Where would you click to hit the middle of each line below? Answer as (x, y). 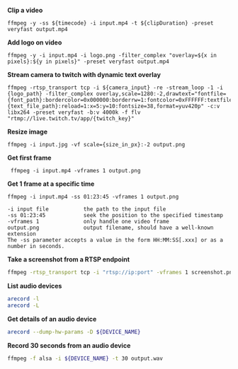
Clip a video (25, 10)
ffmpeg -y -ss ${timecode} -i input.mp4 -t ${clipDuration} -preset (110, 23)
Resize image (28, 131)
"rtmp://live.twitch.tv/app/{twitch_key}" (71, 119)
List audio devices (35, 286)
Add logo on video (35, 42)
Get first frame (29, 158)
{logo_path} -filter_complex (50, 94)
